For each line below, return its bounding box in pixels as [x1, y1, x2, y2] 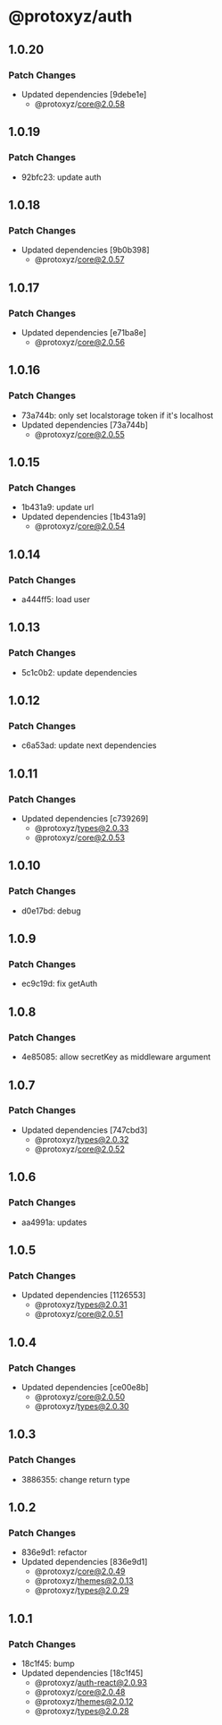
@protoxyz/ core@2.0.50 [34, 1391, 126, 1402]
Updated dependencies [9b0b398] [21, 244, 150, 256]
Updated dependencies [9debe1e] [21, 89, 147, 99]
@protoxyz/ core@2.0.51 [34, 1309, 124, 1320]
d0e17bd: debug [21, 905, 81, 916]
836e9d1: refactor [21, 1547, 87, 1558]
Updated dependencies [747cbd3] [21, 1125, 148, 1135]
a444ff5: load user [21, 594, 91, 605]
